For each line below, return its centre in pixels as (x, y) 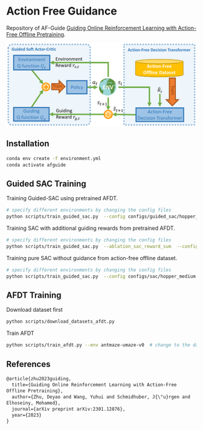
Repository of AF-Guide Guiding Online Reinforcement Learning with (92, 28)
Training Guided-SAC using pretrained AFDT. (62, 198)
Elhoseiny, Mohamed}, (34, 403)
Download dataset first (35, 310)
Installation (28, 144)
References (28, 364)
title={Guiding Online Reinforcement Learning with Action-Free (94, 385)
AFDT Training (34, 295)
